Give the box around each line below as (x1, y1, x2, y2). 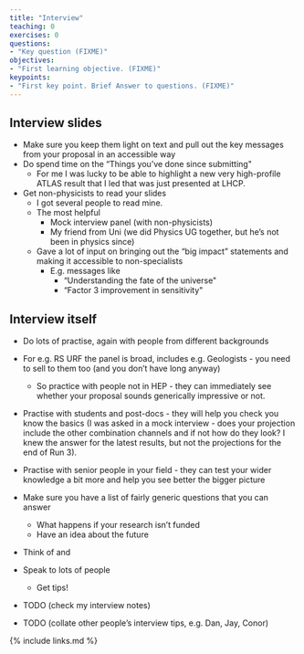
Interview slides (9, 115, 102, 131)
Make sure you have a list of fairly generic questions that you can (22, 492, 269, 503)
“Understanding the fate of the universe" (63, 275, 217, 286)
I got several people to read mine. (36, 197, 163, 208)
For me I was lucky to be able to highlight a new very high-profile (36, 168, 281, 179)
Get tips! (36, 582, 68, 594)
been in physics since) (49, 237, 135, 248)
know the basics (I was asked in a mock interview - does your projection (22, 417, 296, 429)
